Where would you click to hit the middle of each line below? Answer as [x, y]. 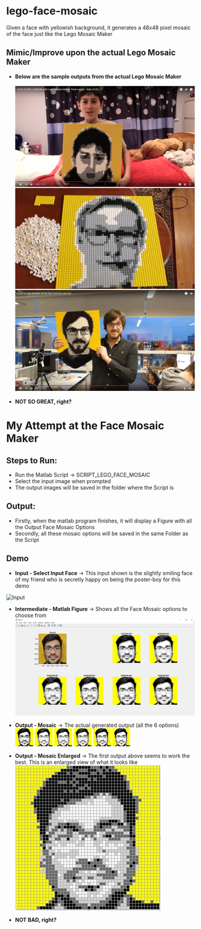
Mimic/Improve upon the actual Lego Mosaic [91, 53]
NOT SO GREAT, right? [43, 402]
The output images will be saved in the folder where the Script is [94, 488]
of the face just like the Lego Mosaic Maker [60, 33]
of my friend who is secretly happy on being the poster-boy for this [98, 579]
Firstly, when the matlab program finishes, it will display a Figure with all [103, 521]
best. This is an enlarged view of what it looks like [76, 762]
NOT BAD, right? [36, 919]
